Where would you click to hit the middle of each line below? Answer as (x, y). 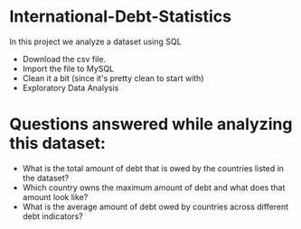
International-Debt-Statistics (121, 17)
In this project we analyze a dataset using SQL (96, 41)
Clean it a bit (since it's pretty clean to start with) (113, 78)
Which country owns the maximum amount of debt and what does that (154, 188)
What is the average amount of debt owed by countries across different (155, 206)
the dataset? (46, 178)
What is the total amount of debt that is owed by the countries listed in (153, 168)
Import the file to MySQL (68, 69)
